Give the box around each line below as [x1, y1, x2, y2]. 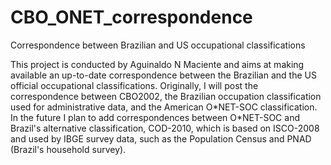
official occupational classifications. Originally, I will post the [10, 79, 259, 91]
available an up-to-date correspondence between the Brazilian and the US [10, 69, 317, 81]
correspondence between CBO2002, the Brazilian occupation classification [10, 90, 322, 102]
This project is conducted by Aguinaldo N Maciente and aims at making [10, 58, 305, 70]
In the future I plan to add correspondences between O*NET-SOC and [10, 111, 300, 123]
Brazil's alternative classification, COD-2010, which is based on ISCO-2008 [10, 122, 320, 134]
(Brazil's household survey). [10, 143, 127, 155]
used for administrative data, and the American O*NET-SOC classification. [10, 101, 318, 113]
